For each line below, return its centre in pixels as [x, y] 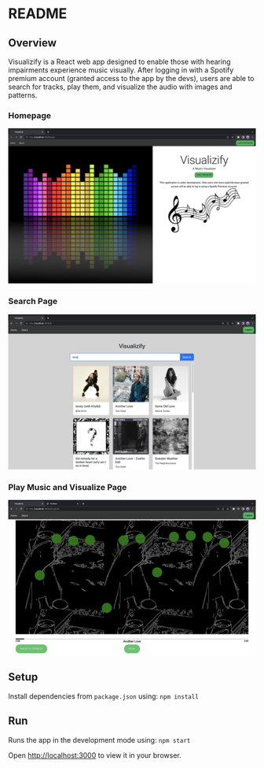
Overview [33, 43]
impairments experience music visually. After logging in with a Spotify [121, 70]
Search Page [33, 302]
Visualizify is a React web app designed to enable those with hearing [119, 61]
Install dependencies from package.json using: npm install [103, 696]
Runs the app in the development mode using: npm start [99, 740]
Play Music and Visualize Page [68, 487]
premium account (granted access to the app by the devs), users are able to [131, 78]
